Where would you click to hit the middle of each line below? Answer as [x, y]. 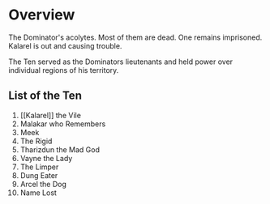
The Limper [39, 167]
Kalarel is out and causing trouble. [65, 45]
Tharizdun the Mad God [60, 149]
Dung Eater [39, 175]
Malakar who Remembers [63, 124]
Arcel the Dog [43, 184]
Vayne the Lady [46, 158]
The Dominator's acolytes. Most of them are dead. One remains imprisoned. [135, 37]
